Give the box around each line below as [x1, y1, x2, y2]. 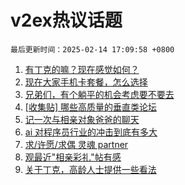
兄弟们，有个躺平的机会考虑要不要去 [24, 88, 175, 100]
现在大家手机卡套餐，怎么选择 [24, 76, 148, 88]
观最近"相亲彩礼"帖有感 [24, 151, 122, 163]
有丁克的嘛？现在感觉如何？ [24, 63, 140, 75]
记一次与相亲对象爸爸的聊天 [24, 113, 140, 125]
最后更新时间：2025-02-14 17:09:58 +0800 [10, 44, 175, 55]
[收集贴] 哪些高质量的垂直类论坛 [24, 101, 157, 113]
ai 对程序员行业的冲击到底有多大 [24, 126, 158, 138]
